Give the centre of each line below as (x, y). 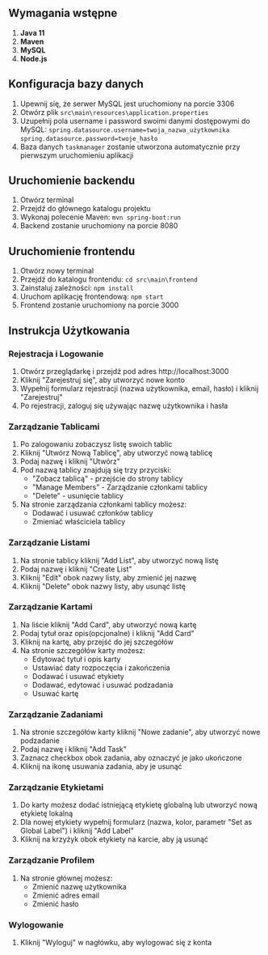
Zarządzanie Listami (49, 543)
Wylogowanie (36, 924)
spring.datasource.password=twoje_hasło (89, 138)
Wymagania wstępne (63, 13)
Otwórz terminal (47, 200)
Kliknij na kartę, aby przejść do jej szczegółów (96, 642)
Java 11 (32, 32)
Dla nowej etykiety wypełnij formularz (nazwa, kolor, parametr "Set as (136, 822)
